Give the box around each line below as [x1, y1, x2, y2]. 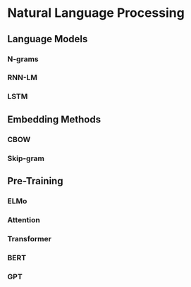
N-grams [7, 54, 39, 64]
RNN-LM [7, 72, 37, 82]
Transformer [7, 234, 51, 243]
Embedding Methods [7, 113, 101, 125]
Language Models [7, 33, 88, 45]
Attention [7, 215, 40, 224]
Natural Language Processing [7, 5, 185, 21]
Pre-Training [7, 174, 63, 187]
